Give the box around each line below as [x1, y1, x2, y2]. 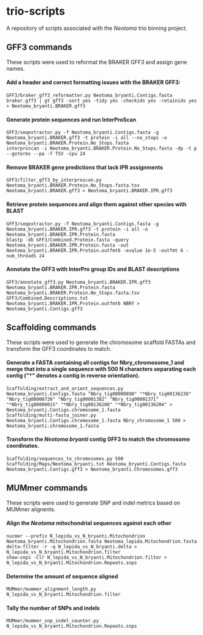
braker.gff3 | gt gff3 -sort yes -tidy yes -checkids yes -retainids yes [6, 98, 198, 104]
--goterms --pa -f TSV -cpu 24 [6, 151, 86, 157]
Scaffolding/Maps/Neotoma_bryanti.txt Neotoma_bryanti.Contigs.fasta [6, 461, 187, 467]
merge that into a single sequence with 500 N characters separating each [6, 365, 196, 373]
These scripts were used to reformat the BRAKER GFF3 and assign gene [6, 58, 187, 65]
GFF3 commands [6, 42, 72, 52]
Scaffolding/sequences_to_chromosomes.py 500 [6, 456, 123, 462]
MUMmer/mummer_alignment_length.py [6, 586, 97, 592]
